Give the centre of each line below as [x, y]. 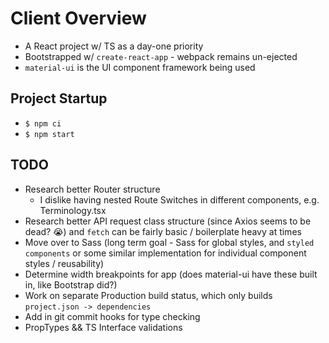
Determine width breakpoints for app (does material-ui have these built [171, 274]
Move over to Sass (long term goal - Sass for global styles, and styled [169, 242]
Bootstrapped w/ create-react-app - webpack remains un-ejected [161, 56]
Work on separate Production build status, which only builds [148, 295]
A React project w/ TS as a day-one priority [114, 46]
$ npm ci [43, 123]
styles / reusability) [64, 263]
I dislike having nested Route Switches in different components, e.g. [179, 199]
